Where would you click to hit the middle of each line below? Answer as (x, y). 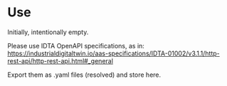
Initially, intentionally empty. (48, 32)
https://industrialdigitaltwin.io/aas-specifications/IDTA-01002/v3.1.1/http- (114, 53)
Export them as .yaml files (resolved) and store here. (84, 75)
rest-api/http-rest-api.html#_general (60, 60)
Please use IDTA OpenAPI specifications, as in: (76, 45)
